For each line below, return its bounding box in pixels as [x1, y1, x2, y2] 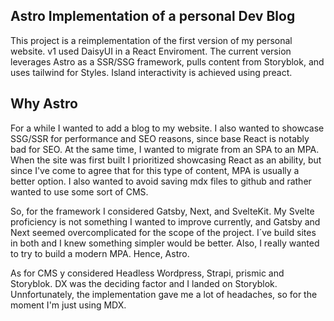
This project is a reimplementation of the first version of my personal [10, 34, 293, 46]
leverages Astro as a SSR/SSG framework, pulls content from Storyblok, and [10, 55, 325, 68]
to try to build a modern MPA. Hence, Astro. [10, 247, 190, 259]
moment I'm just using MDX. [10, 299, 127, 311]
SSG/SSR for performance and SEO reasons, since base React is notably [10, 132, 310, 144]
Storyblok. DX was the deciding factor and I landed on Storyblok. [10, 277, 278, 289]
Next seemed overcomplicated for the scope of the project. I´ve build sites [10, 226, 317, 238]
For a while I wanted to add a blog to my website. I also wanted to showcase [10, 122, 325, 134]
